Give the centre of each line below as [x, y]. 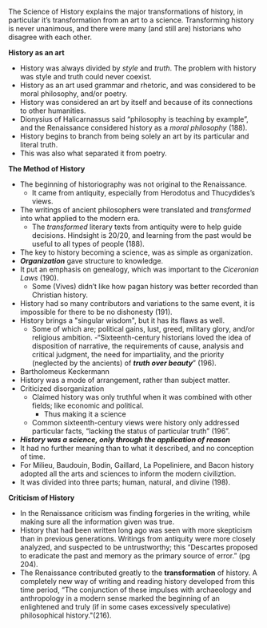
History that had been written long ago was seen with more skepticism [136, 530]
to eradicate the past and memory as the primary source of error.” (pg [135, 556]
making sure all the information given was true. [97, 521]
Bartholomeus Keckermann [65, 371]
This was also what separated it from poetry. [94, 153]
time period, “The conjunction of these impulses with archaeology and [135, 590]
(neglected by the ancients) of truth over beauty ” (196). [124, 363]
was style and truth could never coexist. [86, 76]
